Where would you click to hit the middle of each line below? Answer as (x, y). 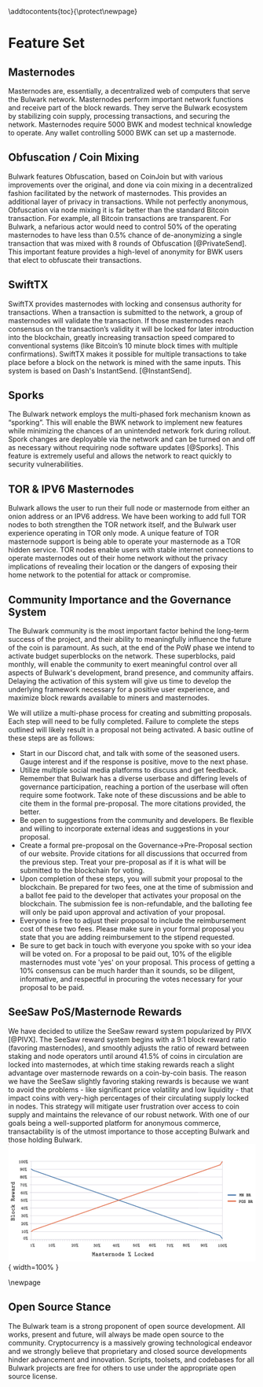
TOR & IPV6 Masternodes (71, 489)
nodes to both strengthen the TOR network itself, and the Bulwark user (122, 525)
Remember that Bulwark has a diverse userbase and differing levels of (133, 779)
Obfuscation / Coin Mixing (74, 158)
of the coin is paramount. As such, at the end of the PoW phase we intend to (131, 647)
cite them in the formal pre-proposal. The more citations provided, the (132, 804)
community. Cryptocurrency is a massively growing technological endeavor (130, 1343)
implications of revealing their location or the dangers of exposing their (123, 566)
